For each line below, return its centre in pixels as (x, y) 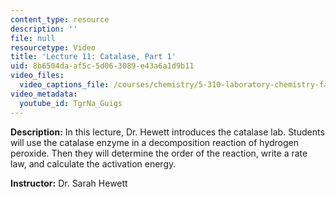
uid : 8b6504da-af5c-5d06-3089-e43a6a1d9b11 (102, 66)
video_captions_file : (64, 85)
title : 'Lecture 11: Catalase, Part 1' (93, 57)
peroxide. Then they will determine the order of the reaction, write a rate (159, 153)
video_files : (37, 76)
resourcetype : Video (53, 47)
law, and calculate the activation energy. (93, 163)
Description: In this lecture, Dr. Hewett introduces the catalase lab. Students (167, 132)
